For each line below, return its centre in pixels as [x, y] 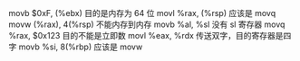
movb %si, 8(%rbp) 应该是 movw [81, 47]
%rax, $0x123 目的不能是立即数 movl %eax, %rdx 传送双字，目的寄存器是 [146, 35]
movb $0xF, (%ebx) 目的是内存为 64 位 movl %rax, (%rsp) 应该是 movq [142, 13]
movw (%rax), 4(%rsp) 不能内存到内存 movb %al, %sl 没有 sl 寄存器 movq [147, 24]
